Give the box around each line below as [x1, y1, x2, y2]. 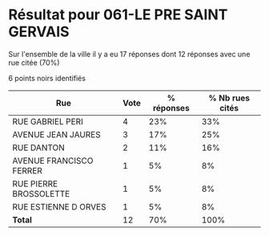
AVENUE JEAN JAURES [12, 128, 102, 140]
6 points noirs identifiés [8, 73, 86, 83]
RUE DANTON [12, 142, 66, 153]
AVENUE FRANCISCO [12, 155, 94, 166]
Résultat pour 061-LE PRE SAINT [8, 6, 228, 24]
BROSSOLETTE [12, 188, 70, 199]
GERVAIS [8, 22, 70, 41]
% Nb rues [208, 92, 251, 104]
